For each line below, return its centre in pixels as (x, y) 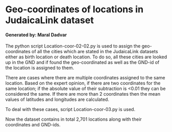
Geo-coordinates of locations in (74, 9)
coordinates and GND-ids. (33, 125)
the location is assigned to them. (40, 68)
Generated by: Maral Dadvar (36, 35)
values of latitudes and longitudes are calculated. (57, 100)
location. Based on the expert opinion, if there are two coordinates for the (83, 83)
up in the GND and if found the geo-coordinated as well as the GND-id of (82, 62)
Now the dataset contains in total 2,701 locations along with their (74, 119)
